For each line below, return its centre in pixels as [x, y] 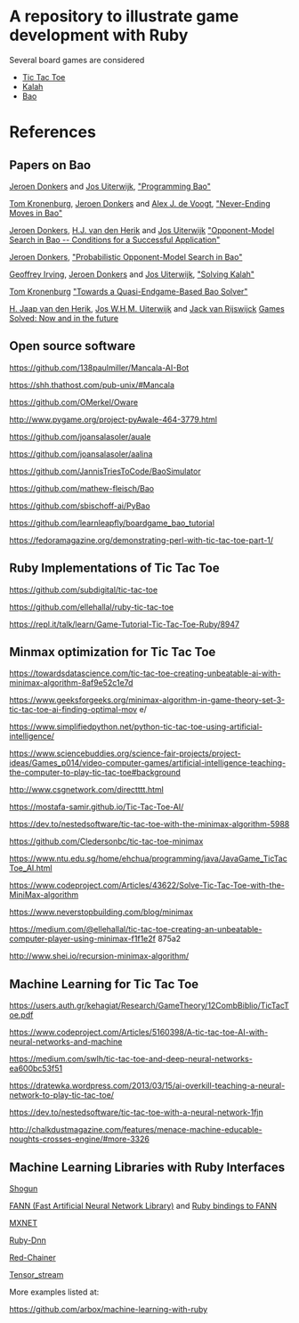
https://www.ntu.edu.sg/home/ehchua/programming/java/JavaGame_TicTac [148, 859]
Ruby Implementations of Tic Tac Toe [114, 568]
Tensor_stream [36, 1274]
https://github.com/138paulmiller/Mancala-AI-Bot [99, 368]
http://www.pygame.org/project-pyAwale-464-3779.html [113, 419]
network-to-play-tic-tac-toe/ [61, 1095]
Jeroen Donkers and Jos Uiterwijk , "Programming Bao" [110, 186]
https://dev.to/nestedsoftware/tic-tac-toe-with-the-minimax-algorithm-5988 [149, 824]
